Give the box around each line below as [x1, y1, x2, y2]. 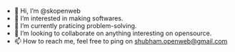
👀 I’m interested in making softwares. [14, 14, 124, 22]
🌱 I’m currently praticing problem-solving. [14, 22, 137, 30]
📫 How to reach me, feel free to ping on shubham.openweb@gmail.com [14, 37, 228, 45]
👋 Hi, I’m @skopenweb [14, 7, 81, 15]
